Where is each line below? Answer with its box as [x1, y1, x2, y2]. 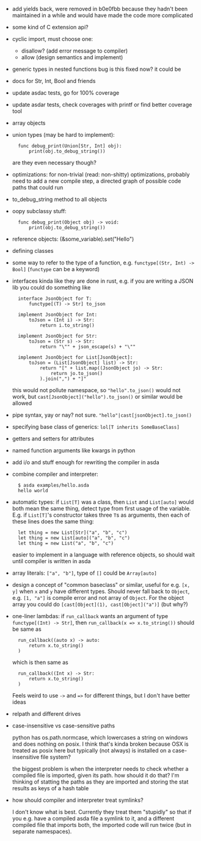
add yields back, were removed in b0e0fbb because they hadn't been [12, 5, 188, 12]
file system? [40, 754, 71, 760]
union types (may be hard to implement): [12, 131, 115, 138]
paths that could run [12, 184, 64, 191]
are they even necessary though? [12, 159, 97, 166]
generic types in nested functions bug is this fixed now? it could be [12, 65, 181, 73]
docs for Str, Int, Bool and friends [12, 78, 96, 84]
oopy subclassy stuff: [12, 208, 67, 214]
